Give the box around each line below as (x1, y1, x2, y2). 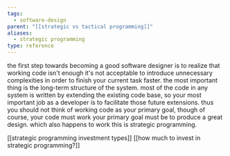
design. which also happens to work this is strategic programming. (7, 121, 197, 128)
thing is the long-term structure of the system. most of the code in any (7, 84, 209, 92)
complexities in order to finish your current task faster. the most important (7, 76, 218, 84)
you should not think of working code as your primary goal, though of (7, 105, 206, 114)
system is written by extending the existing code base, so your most (7, 91, 202, 99)
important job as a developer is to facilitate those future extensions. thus (7, 98, 214, 106)
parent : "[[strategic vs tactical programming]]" (7, 23, 154, 30)
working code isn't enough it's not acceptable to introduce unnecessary (7, 69, 213, 77)
